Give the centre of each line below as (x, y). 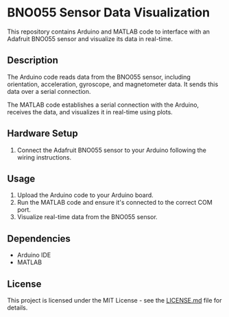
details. (17, 307)
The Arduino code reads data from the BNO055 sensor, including (99, 77)
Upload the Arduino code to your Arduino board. (85, 195)
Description (33, 61)
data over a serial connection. (49, 91)
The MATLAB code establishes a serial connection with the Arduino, (103, 105)
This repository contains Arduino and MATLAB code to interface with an (109, 31)
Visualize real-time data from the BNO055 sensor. (87, 217)
